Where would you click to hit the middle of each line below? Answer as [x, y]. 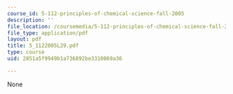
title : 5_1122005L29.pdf [43, 46]
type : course [26, 53]
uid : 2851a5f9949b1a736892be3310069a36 [65, 59]
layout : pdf [24, 39]
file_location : [29, 26]
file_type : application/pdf [48, 33]
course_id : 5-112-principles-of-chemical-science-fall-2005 [96, 13]
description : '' [31, 20]
